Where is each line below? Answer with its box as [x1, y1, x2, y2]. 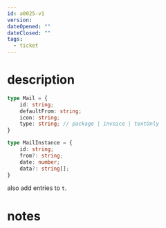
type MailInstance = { [7, 140, 73, 146]
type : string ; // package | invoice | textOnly [19, 120, 159, 128]
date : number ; [19, 158, 60, 166]
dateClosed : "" [7, 29, 51, 37]
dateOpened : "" [7, 23, 51, 30]
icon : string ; [19, 114, 60, 121]
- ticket [13, 42, 39, 49]
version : [7, 17, 33, 23]
